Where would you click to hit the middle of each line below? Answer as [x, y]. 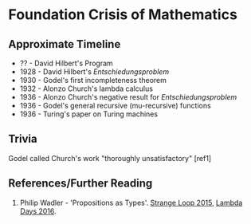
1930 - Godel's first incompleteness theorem [93, 80]
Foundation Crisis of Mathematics [123, 15]
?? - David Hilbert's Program [66, 63]
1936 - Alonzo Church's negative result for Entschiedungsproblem [128, 97]
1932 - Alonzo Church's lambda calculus [86, 88]
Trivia [23, 139]
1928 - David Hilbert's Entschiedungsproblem [94, 72]
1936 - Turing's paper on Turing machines [88, 114]
